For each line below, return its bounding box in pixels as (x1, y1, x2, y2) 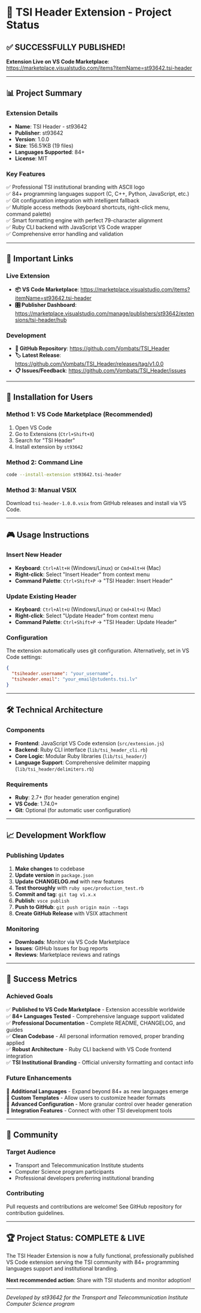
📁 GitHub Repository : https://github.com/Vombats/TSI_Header (14, 345, 170, 352)
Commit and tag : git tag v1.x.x (14, 890, 96, 897)
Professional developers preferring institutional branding (14, 1174, 154, 1181)
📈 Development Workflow (6, 830, 106, 840)
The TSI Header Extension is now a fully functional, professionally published (6, 1252, 194, 1259)
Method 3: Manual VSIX (6, 486, 77, 494)
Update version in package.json (14, 871, 94, 879)
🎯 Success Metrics (6, 974, 78, 984)
